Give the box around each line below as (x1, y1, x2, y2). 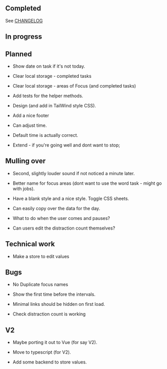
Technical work (5, 240, 55, 248)
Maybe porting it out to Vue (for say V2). (12, 339, 97, 346)
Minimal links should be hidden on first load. (12, 301, 105, 307)
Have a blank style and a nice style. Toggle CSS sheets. (12, 195, 129, 202)
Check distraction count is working (12, 311, 86, 317)
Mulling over (5, 157, 46, 165)
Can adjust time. (12, 122, 47, 129)
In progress (5, 33, 42, 41)
